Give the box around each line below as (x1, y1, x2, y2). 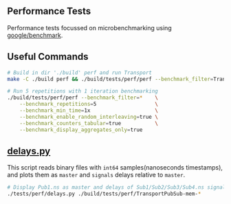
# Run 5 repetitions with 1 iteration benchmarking (7, 88, 158, 95)
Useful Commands (7, 51, 89, 63)
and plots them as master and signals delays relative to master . (7, 171, 186, 179)
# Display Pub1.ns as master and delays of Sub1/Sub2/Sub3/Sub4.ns (7, 184, 205, 191)
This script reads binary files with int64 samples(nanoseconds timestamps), (7, 163, 223, 172)
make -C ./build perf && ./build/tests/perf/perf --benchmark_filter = (7, 76, 214, 82)
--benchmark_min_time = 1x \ (19, 107, 158, 114)
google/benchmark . (7, 31, 63, 39)
